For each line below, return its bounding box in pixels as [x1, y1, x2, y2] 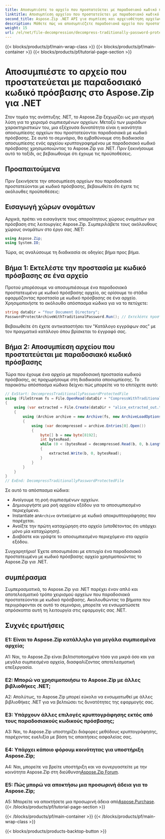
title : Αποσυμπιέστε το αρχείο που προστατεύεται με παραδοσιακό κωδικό [5, 7, 157, 12]
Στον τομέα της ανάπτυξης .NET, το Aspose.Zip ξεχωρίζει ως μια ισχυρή [5, 114, 154, 120]
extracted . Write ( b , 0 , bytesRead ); [49, 451, 122, 456]
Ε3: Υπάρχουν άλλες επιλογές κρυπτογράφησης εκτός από [5, 711, 153, 718]
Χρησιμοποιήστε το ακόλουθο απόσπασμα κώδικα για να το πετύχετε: [5, 300, 148, 306]
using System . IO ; [5, 240, 41, 246]
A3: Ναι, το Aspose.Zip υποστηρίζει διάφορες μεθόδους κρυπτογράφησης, [5, 729, 158, 735]
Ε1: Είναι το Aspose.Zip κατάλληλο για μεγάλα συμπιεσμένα [5, 636, 156, 643]
